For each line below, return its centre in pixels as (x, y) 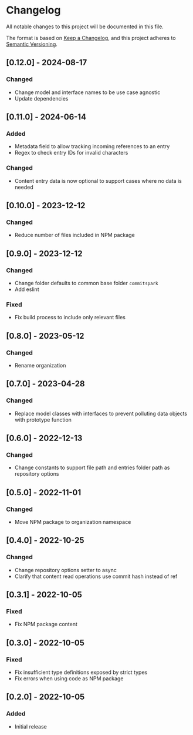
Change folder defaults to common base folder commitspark (86, 283)
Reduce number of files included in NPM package (75, 235)
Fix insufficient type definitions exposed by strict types (81, 672)
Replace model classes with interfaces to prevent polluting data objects (101, 413)
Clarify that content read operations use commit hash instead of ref (96, 576)
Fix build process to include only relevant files (70, 318)
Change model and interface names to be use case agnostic (87, 92)
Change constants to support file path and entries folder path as (92, 467)
